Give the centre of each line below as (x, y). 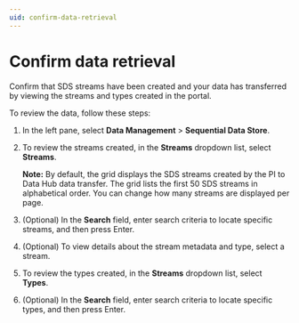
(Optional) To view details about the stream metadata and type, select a (153, 246)
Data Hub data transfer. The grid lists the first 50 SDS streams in (140, 183)
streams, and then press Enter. (78, 229)
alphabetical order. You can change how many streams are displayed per (156, 193)
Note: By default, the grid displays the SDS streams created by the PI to (154, 174)
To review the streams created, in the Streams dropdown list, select (146, 147)
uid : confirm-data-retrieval (63, 17)
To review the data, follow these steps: (80, 113)
